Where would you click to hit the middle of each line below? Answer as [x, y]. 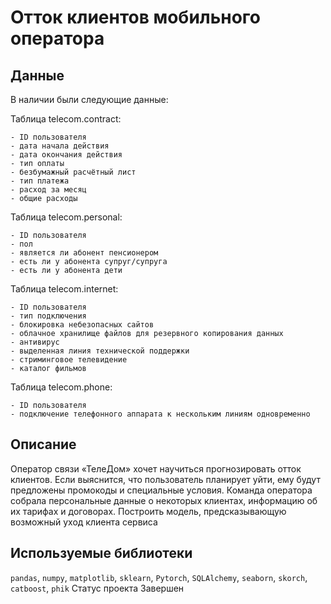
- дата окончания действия [66, 155]
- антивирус [35, 342]
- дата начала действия [60, 146]
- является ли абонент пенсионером [84, 253]
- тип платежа [40, 181]
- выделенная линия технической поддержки [100, 351]
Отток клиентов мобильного [135, 17]
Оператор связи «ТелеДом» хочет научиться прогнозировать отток [156, 468]
